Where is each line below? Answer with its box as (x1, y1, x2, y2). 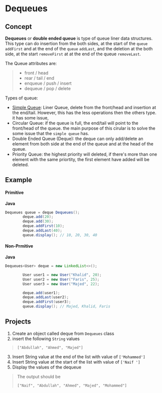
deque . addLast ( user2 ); (23, 295, 69, 300)
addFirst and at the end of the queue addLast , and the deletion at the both (5, 46, 153, 51)
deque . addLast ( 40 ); (23, 228, 63, 233)
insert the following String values (12, 336, 80, 342)
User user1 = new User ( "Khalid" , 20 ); (23, 272, 102, 277)
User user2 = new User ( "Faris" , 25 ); (23, 277, 99, 282)
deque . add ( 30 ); (23, 219, 54, 224)
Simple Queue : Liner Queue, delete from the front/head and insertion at (12, 105, 156, 110)
